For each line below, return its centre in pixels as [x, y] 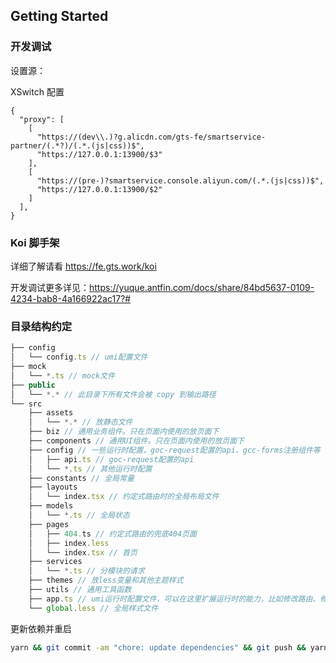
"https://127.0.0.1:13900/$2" [99, 189]
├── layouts [53, 487]
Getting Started [59, 16]
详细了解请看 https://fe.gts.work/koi [83, 266]
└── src [26, 404]
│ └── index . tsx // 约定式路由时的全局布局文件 [124, 497]
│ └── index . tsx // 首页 [83, 552]
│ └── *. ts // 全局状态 [79, 515]
